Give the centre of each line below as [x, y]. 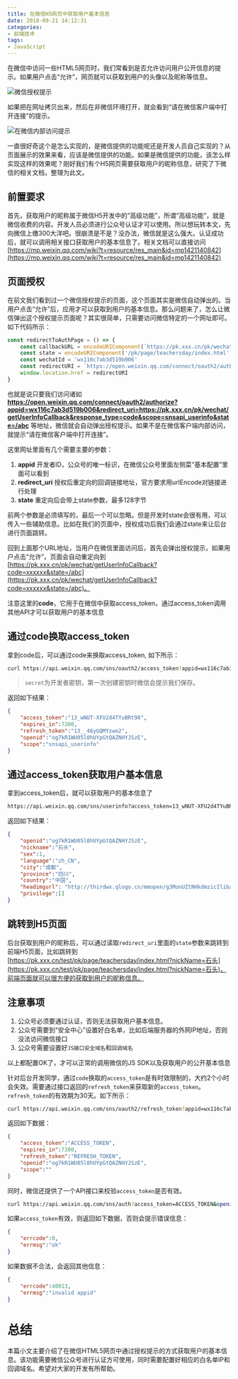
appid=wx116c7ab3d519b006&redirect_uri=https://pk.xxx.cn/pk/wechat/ [118, 409]
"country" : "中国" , [46, 881]
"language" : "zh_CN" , [50, 861]
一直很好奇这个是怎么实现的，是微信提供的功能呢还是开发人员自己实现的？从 [119, 146]
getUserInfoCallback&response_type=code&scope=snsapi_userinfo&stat [118, 417]
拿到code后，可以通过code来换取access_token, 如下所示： [93, 655]
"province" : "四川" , [48, 874]
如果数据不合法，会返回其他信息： [57, 1266]
